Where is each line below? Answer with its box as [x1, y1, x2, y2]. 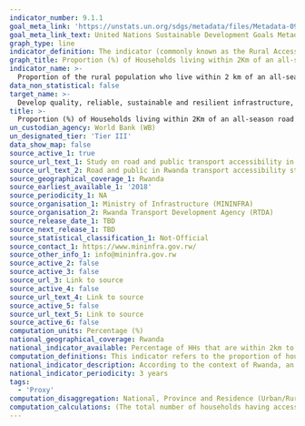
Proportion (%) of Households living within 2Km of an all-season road [17, 115, 295, 124]
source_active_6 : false [9, 318, 100, 328]
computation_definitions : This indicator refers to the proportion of [9, 351, 282, 360]
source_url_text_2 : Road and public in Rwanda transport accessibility [9, 166, 286, 175]
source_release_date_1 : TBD [9, 216, 116, 226]
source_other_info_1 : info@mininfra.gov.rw [9, 250, 177, 259]
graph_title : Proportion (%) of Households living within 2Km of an [9, 56, 274, 65]
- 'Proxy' [17, 386, 54, 395]
